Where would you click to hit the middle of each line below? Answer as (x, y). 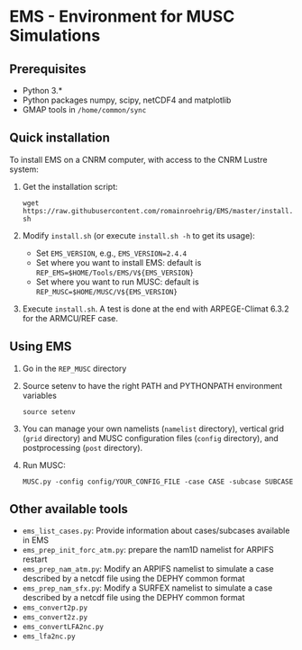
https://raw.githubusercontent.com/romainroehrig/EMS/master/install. (158, 211)
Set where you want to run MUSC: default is (118, 282)
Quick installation (60, 138)
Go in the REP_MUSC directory (74, 368)
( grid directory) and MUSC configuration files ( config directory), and (151, 438)
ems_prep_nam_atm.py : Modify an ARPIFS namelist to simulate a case (148, 569)
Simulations (55, 36)
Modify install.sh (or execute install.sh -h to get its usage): (138, 235)
